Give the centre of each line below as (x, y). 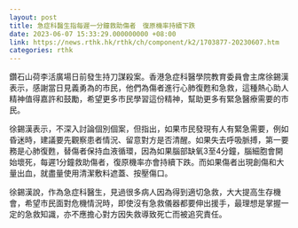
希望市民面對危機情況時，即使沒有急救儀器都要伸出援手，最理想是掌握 (153, 203)
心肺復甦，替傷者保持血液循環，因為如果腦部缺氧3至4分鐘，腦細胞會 (150, 151)
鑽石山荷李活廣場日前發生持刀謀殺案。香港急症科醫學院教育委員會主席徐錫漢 (149, 77)
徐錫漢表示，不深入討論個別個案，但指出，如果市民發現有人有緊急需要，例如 (149, 129)
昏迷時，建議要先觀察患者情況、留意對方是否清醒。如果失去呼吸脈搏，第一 (145, 140)
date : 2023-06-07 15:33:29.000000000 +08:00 (93, 34)
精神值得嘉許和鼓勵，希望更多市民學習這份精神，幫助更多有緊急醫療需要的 (145, 99)
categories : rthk (41, 51)
